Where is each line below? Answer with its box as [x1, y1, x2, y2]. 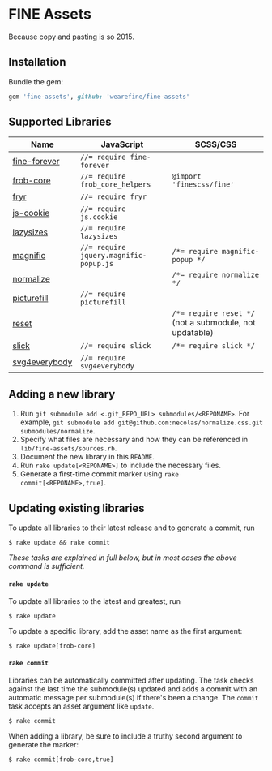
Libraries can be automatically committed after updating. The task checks [8, 675, 254, 686]
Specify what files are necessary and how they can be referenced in [19, 435, 249, 445]
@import [172, 172, 202, 181]
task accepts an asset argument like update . [8, 701, 155, 711]
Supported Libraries [8, 115, 112, 129]
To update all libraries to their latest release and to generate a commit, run [8, 523, 255, 532]
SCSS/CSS [194, 139, 237, 150]
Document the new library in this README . [19, 452, 155, 462]
